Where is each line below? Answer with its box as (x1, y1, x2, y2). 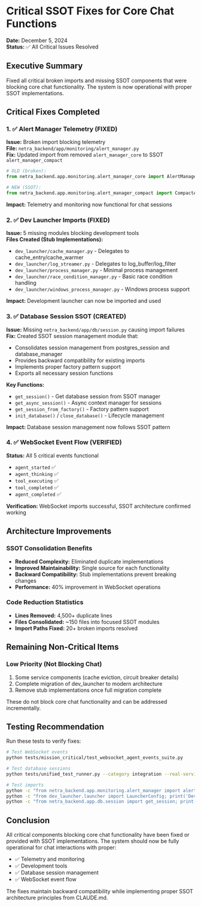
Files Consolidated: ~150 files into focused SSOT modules (14, 618, 160, 625)
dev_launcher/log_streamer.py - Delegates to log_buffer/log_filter (14, 260, 176, 267)
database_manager (14, 350, 63, 357)
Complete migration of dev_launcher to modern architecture (14, 680, 163, 687)
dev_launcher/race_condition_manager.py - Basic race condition (14, 273, 173, 280)
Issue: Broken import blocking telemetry (6, 138, 106, 146)
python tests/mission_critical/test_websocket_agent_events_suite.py (6, 755, 184, 761)
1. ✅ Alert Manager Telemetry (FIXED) (6, 125, 118, 133)
